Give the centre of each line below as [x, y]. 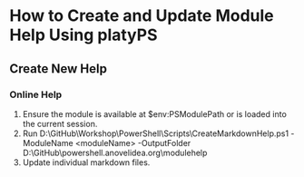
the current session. [60, 123]
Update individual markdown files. [86, 162]
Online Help [36, 94]
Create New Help [58, 69]
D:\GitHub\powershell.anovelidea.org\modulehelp [115, 152]
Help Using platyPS [83, 35]
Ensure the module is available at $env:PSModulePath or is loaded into [155, 113]
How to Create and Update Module [142, 16]
